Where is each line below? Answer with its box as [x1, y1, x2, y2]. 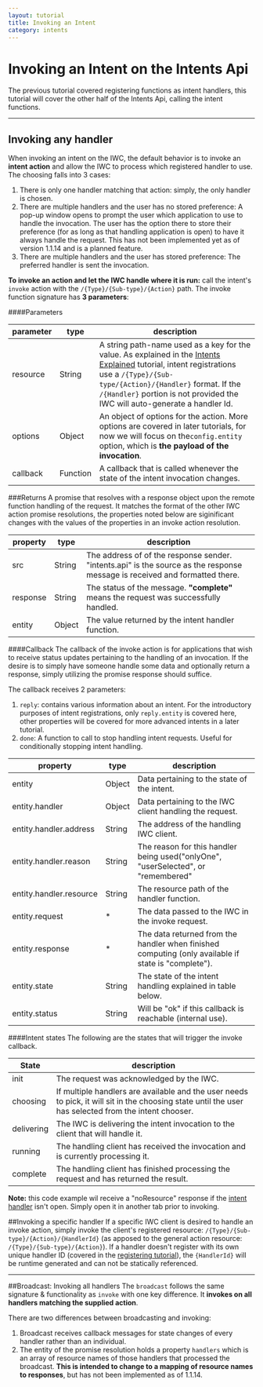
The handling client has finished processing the [56, 1163, 231, 1174]
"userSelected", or [137, 861, 206, 872]
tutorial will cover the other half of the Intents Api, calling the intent [8, 94, 223, 104]
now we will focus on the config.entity [99, 431, 243, 442]
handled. [85, 602, 119, 613]
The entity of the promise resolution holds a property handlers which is [19, 1345, 249, 1355]
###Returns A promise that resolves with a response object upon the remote [8, 493, 255, 502]
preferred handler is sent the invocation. [19, 261, 150, 270]
